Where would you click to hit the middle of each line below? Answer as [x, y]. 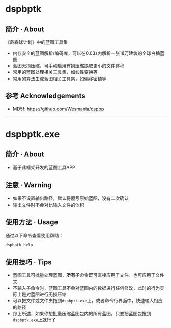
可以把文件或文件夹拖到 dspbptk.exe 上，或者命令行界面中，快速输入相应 [88, 301]
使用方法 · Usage [32, 222]
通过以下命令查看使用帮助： [34, 236]
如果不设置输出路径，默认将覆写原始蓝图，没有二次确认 [70, 198]
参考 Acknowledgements [45, 96]
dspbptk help [19, 245]
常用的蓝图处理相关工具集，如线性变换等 [55, 72]
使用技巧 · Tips [28, 262]
